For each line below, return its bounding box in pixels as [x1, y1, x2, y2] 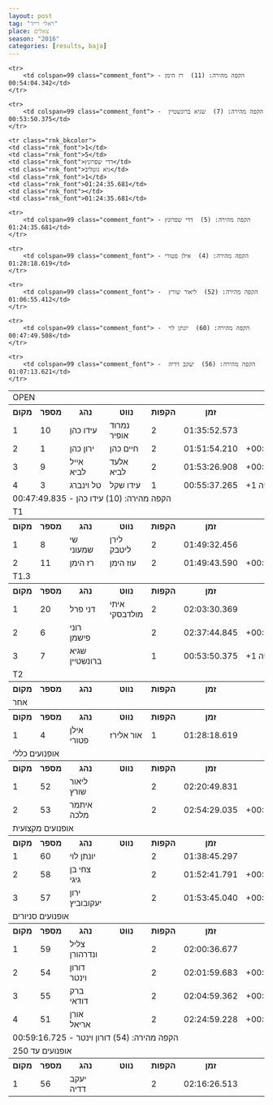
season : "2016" [8, 34, 60, 43]
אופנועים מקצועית [12, 823, 74, 834]
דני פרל [69, 603, 96, 615]
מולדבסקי [109, 609, 144, 620]
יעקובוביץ [69, 898, 102, 909]
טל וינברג [69, 480, 102, 491]
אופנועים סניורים [12, 911, 69, 922]
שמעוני [69, 544, 93, 555]
